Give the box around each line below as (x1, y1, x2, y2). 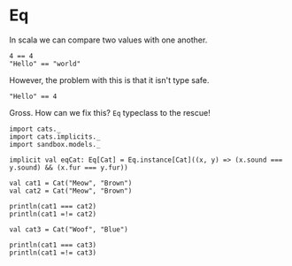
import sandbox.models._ (9, 140, 101, 148)
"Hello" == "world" (9, 59, 81, 68)
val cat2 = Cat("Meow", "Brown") (9, 186, 133, 195)
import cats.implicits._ (9, 132, 101, 141)
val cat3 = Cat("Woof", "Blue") (9, 224, 128, 234)
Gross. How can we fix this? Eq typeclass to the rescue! (9, 107, 211, 118)
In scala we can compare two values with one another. (9, 34, 208, 45)
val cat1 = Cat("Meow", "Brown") (9, 179, 133, 187)
